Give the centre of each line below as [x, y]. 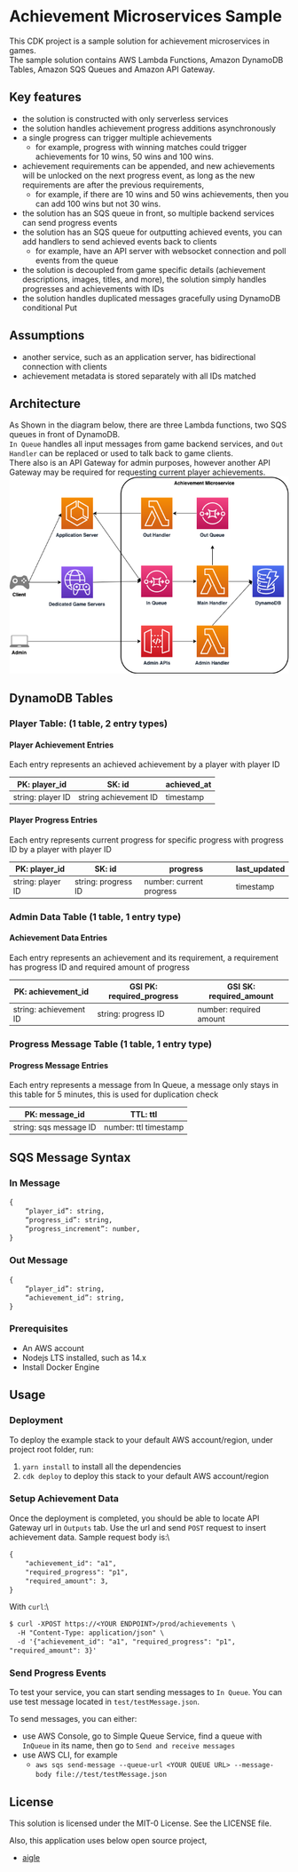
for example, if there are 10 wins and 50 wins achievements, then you [162, 194]
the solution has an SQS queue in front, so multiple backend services [148, 213]
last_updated [260, 869]
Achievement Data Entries [59, 938]
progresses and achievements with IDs [93, 288]
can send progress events [70, 222]
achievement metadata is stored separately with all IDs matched [139, 376]
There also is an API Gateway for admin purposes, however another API [140, 463]
